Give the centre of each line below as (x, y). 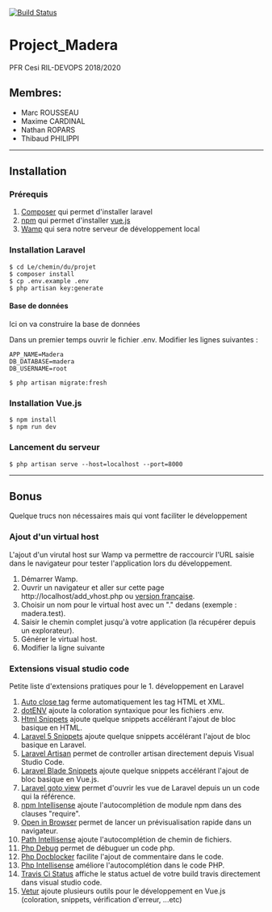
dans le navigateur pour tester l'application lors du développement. (121, 563)
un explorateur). (48, 630)
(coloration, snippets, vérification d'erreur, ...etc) (101, 899)
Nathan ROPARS (48, 129)
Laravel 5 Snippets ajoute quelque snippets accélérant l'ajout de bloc (136, 736)
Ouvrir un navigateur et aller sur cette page (92, 587)
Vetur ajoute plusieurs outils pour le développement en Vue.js (123, 891)
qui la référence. (48, 796)
